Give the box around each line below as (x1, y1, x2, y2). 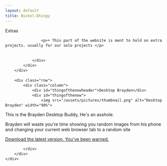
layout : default (5, 8, 39, 13)
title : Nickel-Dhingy (5, 13, 50, 18)
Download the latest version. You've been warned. (5, 136, 109, 142)
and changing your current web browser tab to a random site (5, 126, 131, 132)
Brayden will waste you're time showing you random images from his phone (5, 121, 161, 127)
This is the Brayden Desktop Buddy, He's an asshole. (5, 111, 114, 117)
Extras (5, 27, 18, 33)
